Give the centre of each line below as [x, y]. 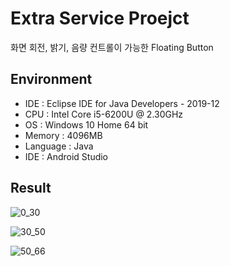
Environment [51, 79]
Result [31, 188]
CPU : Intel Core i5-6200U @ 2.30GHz [104, 114]
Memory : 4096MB [63, 135]
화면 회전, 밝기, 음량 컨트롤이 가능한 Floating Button [112, 47]
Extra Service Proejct [100, 18]
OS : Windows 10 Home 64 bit [86, 124]
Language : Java [59, 146]
